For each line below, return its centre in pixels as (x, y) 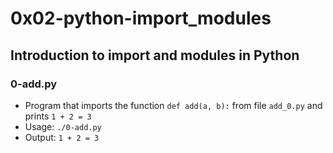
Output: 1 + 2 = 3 (62, 137)
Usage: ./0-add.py (63, 126)
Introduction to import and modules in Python (155, 55)
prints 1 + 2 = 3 (58, 116)
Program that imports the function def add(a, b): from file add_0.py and (173, 105)
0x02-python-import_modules (141, 18)
